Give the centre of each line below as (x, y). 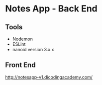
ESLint (19, 44)
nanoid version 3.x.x (33, 49)
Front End (20, 65)
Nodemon (23, 39)
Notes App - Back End (51, 9)
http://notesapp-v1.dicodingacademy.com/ (49, 77)
